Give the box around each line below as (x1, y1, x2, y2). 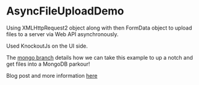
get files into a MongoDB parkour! (6, 60, 90, 68)
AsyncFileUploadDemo (6, 4, 125, 18)
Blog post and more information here (6, 72, 98, 79)
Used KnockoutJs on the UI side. (6, 42, 88, 49)
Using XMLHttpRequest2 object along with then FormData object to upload (6, 24, 192, 31)
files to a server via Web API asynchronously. (6, 30, 119, 37)
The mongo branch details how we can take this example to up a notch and (6, 54, 193, 61)
